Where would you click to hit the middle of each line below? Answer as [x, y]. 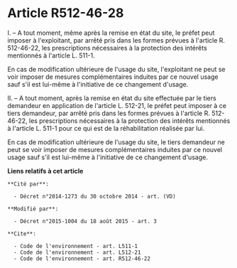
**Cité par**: [28, 184]
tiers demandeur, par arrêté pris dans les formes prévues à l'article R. [109, 113]
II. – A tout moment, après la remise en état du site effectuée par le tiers [112, 98]
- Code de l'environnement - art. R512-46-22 [82, 258]
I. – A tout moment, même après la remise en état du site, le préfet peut [111, 33]
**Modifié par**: [33, 209]
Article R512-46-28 [66, 13]
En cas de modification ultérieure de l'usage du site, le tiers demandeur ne [116, 142]
